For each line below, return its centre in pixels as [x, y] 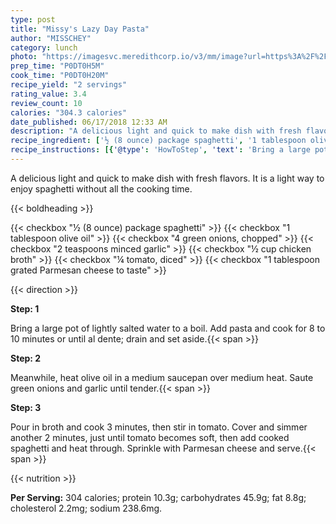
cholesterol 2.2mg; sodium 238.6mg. [86, 508]
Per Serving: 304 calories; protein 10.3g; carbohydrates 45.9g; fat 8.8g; [158, 497]
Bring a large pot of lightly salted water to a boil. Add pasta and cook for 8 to [168, 328]
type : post [33, 19]
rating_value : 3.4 [48, 94]
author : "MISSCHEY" [51, 38]
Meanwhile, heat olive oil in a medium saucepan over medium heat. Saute [162, 377]
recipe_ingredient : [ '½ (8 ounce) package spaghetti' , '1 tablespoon [158, 141]
